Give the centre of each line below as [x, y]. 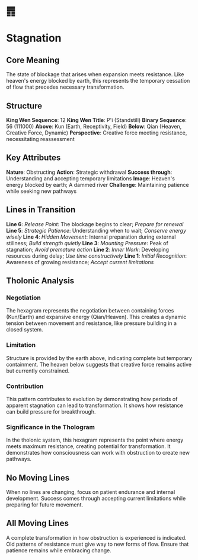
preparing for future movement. [45, 505]
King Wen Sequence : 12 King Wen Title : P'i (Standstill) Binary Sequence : [96, 120]
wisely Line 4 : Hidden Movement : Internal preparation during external [91, 237]
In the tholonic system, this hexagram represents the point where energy [95, 440]
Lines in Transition [41, 210]
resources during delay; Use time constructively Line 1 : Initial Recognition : [96, 256]
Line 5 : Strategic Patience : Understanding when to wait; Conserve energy [96, 230]
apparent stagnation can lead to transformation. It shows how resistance [95, 405]
